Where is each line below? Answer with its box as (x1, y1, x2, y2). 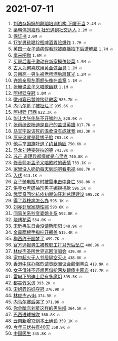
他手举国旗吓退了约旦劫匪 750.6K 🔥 (13, 140, 87, 147)
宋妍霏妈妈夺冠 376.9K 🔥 (13, 286, 65, 292)
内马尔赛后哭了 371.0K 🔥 (13, 299, 65, 305)
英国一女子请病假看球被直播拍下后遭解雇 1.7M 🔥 (13, 46, 113, 52)
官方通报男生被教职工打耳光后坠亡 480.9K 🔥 (13, 241, 104, 248)
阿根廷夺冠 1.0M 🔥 (13, 90, 51, 96)
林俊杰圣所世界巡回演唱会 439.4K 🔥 (13, 248, 87, 254)
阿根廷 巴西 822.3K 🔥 (13, 109, 57, 115)
